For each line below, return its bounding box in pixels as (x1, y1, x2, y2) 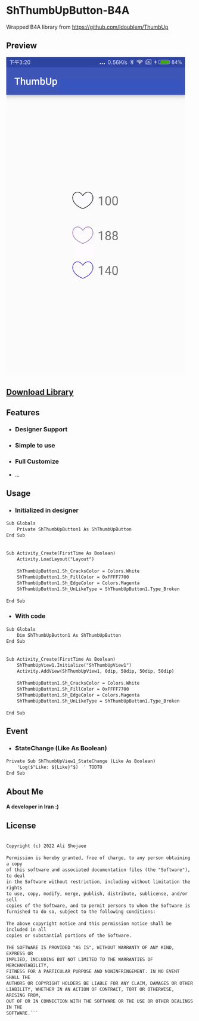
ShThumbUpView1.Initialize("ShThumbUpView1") (17, 662, 132, 668)
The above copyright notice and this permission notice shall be (6, 921, 172, 927)
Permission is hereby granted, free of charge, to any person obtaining (6, 855, 191, 861)
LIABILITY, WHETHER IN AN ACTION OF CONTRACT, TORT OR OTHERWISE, (6, 986, 175, 992)
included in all (6, 927, 46, 933)
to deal (6, 873, 26, 879)
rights (6, 885, 23, 891)
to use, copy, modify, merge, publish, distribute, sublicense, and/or (6, 891, 188, 897)
